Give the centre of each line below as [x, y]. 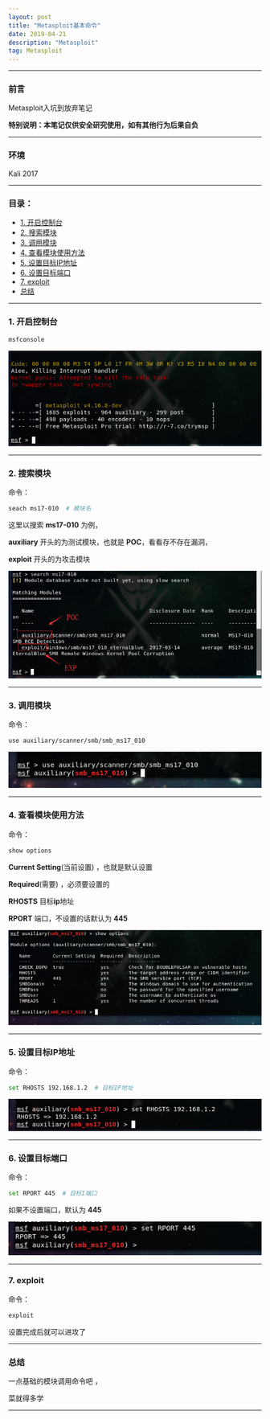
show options [30, 851]
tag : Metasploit [35, 51]
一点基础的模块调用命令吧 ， [55, 1381]
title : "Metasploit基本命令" [55, 25]
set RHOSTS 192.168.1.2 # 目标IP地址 [71, 1088]
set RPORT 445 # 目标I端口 [53, 1193]
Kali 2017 [23, 174]
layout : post [30, 17]
